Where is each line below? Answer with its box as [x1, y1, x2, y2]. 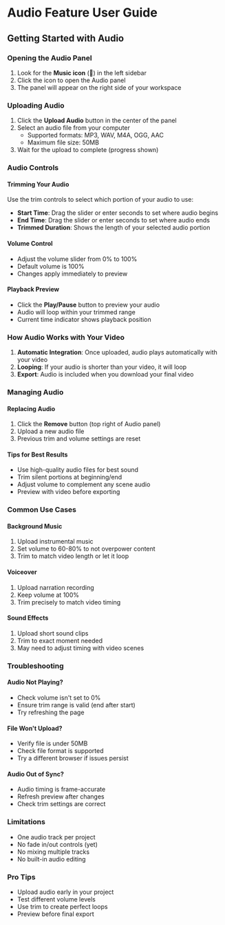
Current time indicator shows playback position [17, 315, 151, 323]
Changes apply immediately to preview [17, 269, 128, 278]
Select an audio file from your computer [17, 124, 131, 132]
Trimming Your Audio [7, 180, 69, 188]
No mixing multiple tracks [17, 848, 90, 856]
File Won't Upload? [7, 724, 63, 732]
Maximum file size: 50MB [27, 138, 100, 146]
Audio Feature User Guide [7, 5, 158, 21]
